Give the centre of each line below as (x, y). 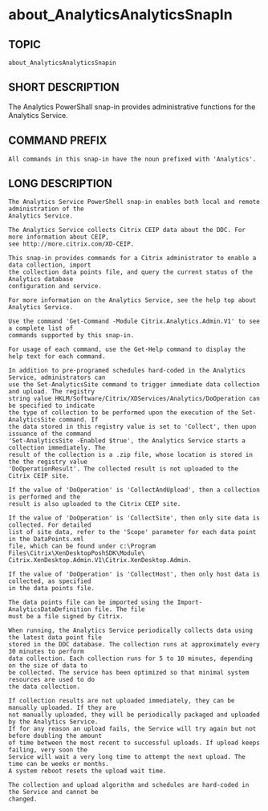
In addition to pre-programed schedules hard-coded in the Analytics (127, 371)
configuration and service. (55, 287)
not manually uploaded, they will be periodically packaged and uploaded (134, 715)
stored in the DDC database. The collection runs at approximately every (134, 645)
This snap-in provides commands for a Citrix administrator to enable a (132, 259)
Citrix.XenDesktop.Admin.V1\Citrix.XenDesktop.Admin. (100, 560)
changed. (23, 799)
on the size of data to (48, 666)
